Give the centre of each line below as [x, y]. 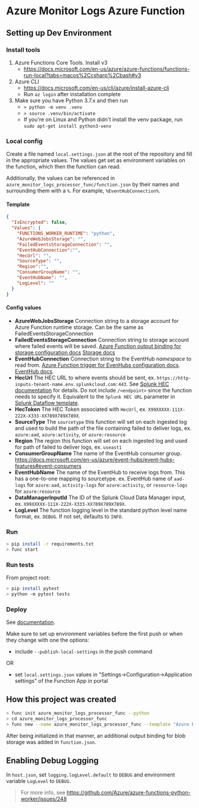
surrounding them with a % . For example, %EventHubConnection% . [83, 191]
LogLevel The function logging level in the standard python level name [101, 510]
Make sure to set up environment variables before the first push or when [94, 634]
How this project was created [61, 700]
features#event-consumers [48, 466]
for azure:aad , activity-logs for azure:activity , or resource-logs [107, 484]
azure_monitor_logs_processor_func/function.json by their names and [93, 185]
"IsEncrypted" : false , [39, 223]
